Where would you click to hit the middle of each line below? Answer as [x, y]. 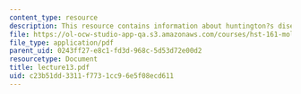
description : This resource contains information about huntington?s [142, 26]
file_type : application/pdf [62, 43]
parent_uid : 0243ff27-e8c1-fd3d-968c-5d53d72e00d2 [106, 51]
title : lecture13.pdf [50, 68]
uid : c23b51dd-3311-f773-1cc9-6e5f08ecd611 [92, 76]
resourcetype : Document [54, 59]
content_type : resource [54, 17]
